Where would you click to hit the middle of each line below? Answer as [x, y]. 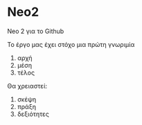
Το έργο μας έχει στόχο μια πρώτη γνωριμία [71, 44]
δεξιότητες [33, 114]
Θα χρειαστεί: [27, 86]
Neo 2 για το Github [36, 31]
